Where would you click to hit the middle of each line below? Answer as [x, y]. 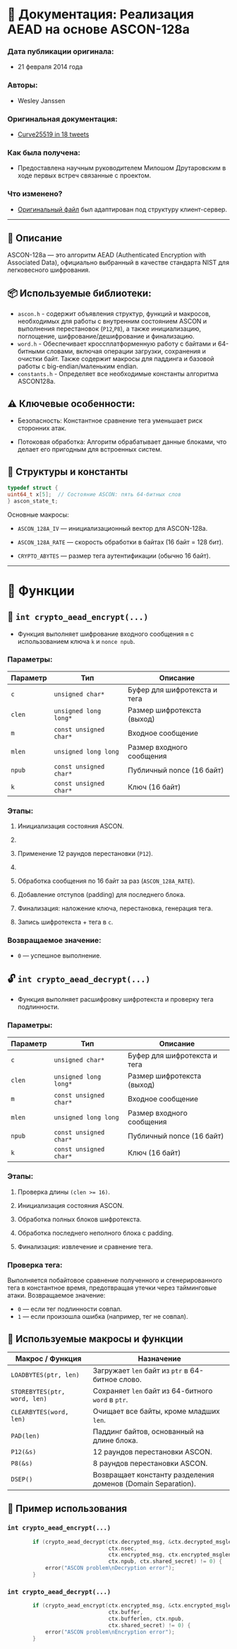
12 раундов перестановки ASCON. [153, 1452]
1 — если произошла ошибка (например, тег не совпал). [103, 1317]
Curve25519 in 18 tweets [53, 134]
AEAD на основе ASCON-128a [99, 29]
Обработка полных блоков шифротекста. [79, 1219]
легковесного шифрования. [49, 270]
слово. [130, 1379]
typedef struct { [33, 488]
